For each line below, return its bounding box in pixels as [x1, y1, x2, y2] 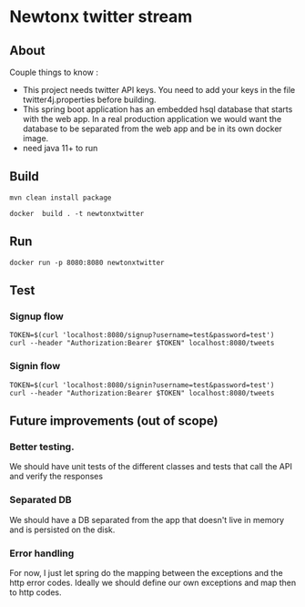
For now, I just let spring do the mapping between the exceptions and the [9, 567, 284, 578]
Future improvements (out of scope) [9, 413, 219, 428]
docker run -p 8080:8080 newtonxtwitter [9, 258, 166, 267]
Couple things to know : [9, 67, 98, 77]
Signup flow [9, 310, 64, 323]
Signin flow [9, 360, 61, 373]
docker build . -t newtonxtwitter [9, 209, 145, 218]
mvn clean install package [9, 193, 112, 202]
